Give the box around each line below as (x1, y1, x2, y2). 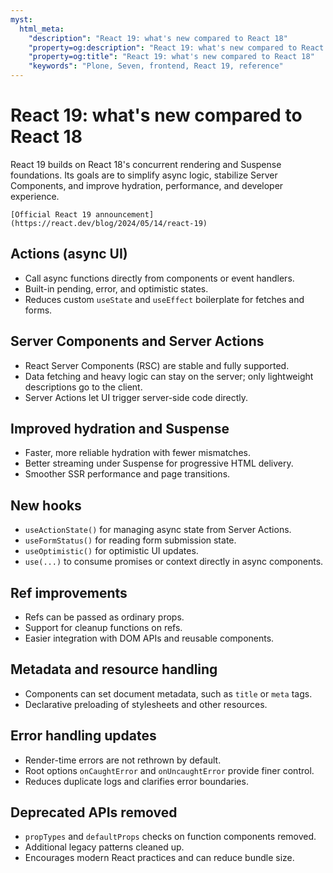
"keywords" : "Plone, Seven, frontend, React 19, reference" (28, 61, 284, 71)
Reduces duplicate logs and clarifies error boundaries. (24, 775, 249, 787)
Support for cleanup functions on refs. (24, 622, 183, 633)
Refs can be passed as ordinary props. (24, 611, 185, 623)
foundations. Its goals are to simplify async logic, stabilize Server (10, 169, 278, 181)
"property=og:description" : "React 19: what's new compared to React (28, 42, 325, 53)
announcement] (95, 209, 155, 220)
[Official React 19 (10, 209, 92, 220)
